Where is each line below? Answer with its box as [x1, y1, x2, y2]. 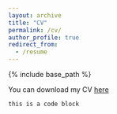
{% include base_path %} [8, 70, 92, 79]
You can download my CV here [8, 85, 109, 94]
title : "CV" [8, 19, 47, 27]
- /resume [15, 48, 47, 56]
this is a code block [8, 100, 80, 108]
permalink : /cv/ [8, 26, 62, 34]
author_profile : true [8, 33, 80, 42]
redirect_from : [8, 41, 58, 49]
